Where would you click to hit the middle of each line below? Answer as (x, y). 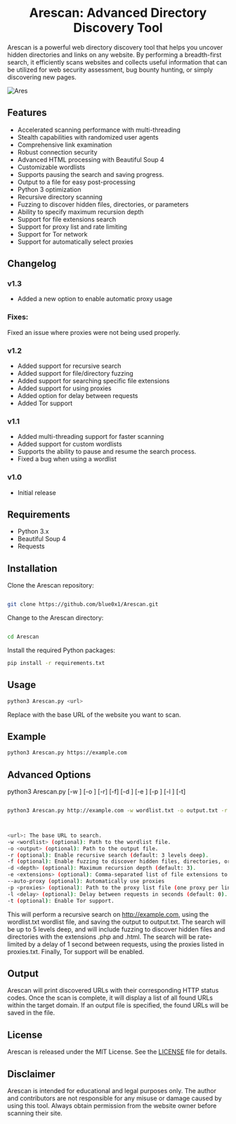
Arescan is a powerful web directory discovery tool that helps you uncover (115, 47)
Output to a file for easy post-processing (76, 182)
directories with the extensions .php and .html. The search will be (102, 937)
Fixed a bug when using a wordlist (67, 459)
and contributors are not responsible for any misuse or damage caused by (115, 1098)
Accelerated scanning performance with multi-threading (99, 130)
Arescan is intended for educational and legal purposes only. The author (112, 1091)
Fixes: (18, 317)
